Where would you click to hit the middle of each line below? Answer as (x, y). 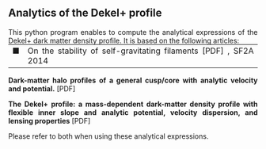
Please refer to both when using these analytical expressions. (108, 136)
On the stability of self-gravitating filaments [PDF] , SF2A (141, 51)
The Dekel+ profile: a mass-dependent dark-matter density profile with (133, 104)
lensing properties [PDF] (49, 120)
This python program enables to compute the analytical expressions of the (133, 32)
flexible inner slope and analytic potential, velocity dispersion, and (133, 112)
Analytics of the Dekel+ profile (85, 13)
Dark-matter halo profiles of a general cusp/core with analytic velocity (133, 80)
